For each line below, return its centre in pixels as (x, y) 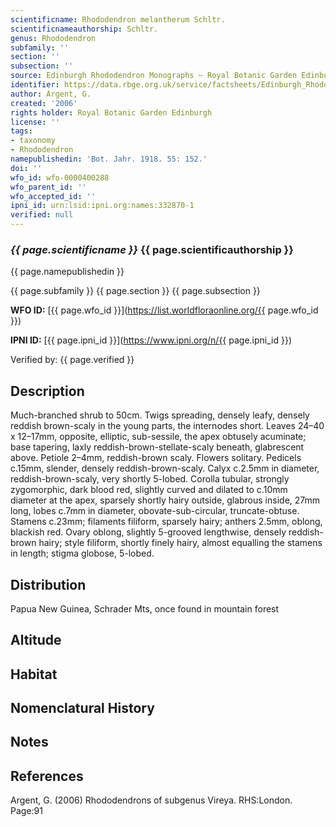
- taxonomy (33, 141)
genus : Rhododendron (53, 38)
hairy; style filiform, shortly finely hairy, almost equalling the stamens (180, 543)
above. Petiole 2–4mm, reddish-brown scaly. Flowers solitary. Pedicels (156, 458)
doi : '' (26, 168)
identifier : (35, 85)
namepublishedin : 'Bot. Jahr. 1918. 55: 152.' (109, 159)
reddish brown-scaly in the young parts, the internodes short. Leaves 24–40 (167, 426)
